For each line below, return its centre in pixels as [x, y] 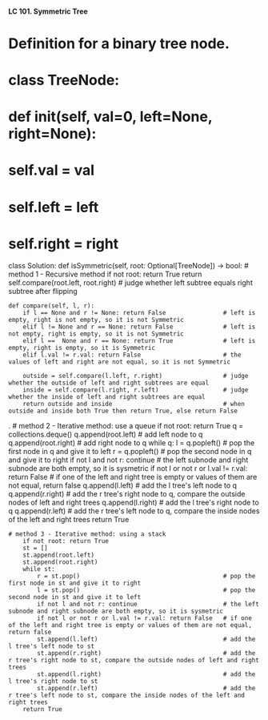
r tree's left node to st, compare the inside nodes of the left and [127, 696]
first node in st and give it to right [75, 583]
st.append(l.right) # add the [146, 674]
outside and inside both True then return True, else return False [123, 411]
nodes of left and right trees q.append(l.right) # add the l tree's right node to [134, 503]
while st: [39, 569]
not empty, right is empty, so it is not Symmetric [96, 334]
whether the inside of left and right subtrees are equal [107, 397]
